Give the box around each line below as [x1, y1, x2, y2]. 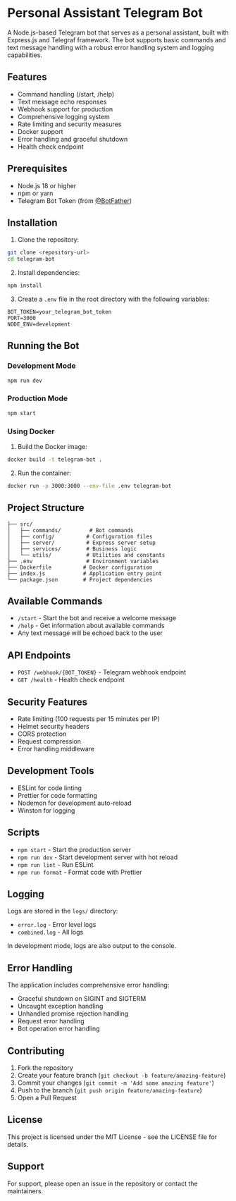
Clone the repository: [17, 235, 80, 244]
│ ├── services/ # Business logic [7, 545, 137, 553]
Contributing [7, 1045, 65, 1057]
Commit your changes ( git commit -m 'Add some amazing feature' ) [17, 1078, 215, 1087]
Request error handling [17, 1017, 85, 1026]
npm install [7, 282, 42, 290]
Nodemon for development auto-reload [17, 799, 132, 807]
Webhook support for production [17, 104, 113, 113]
